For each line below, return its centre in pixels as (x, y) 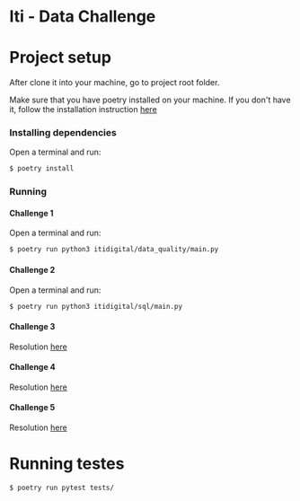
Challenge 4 (32, 367)
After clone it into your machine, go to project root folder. (115, 83)
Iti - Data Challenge (83, 17)
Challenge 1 (31, 213)
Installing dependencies (63, 133)
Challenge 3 (32, 326)
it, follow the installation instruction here (83, 110)
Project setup (61, 58)
